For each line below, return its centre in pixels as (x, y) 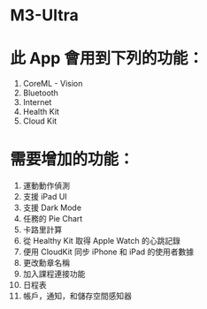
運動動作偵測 (46, 185)
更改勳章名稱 (46, 263)
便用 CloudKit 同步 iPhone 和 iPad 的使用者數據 (108, 252)
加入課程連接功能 (54, 274)
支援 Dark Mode (52, 207)
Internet (37, 102)
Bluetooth (40, 93)
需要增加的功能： (73, 159)
